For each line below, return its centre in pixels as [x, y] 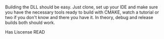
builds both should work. [30, 22]
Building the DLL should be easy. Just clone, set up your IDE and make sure [82, 7]
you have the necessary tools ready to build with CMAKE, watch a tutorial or [82, 12]
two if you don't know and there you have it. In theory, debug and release [79, 17]
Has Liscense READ [25, 32]
